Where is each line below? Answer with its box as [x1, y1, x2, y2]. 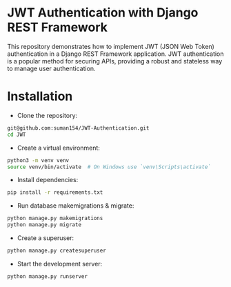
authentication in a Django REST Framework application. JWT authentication [7, 50, 224, 58]
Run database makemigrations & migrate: [17, 201, 134, 210]
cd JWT [7, 131, 26, 138]
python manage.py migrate [7, 221, 81, 228]
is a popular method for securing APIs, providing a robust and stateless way [7, 57, 223, 65]
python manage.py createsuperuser [7, 247, 107, 254]
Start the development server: [17, 259, 103, 268]
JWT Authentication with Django [7, 5, 199, 21]
